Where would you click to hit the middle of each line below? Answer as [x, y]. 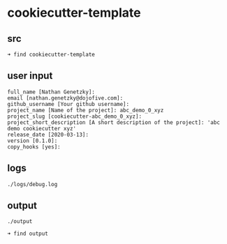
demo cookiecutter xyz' [42, 128]
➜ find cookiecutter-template [51, 54]
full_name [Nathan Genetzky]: [51, 92]
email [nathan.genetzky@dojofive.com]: [65, 98]
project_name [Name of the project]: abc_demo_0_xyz [86, 110]
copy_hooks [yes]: [34, 147]
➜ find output [28, 234]
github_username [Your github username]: [68, 104]
